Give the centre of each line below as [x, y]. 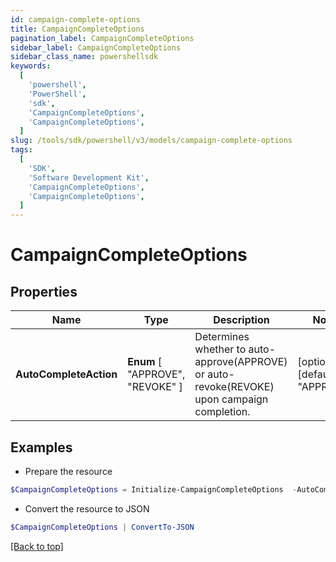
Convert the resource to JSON [87, 508]
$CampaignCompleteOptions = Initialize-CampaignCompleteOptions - [154, 489]
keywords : [31, 66]
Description [241, 320]
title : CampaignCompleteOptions [77, 29]
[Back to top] [37, 546]
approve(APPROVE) [241, 362]
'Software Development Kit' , [89, 177]
